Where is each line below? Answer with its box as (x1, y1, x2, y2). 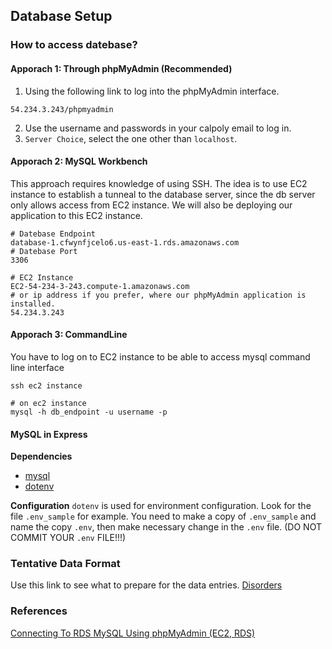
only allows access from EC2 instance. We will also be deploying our (10, 199, 293, 211)
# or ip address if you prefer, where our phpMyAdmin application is (10, 290, 307, 300)
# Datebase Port (10, 246, 78, 256)
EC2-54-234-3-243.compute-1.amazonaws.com (10, 281, 190, 291)
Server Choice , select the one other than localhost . (24, 132, 238, 144)
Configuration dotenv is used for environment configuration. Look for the (10, 500, 312, 512)
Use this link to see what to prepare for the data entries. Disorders (10, 579, 283, 591)
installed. (10, 299, 56, 309)
